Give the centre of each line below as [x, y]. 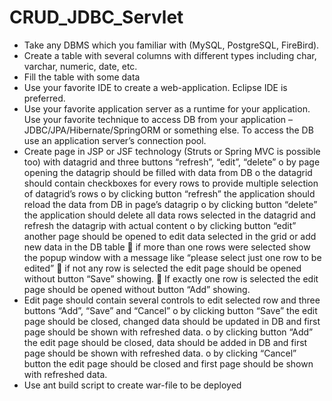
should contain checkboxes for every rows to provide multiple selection [171, 183]
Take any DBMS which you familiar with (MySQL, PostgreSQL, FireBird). [171, 45]
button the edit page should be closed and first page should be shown [168, 363]
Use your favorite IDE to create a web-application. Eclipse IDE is [155, 87]
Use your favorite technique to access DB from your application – [158, 119]
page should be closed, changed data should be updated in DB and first [172, 321]
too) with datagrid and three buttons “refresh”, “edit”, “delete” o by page [172, 162]
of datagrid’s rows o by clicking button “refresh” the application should [169, 193]
